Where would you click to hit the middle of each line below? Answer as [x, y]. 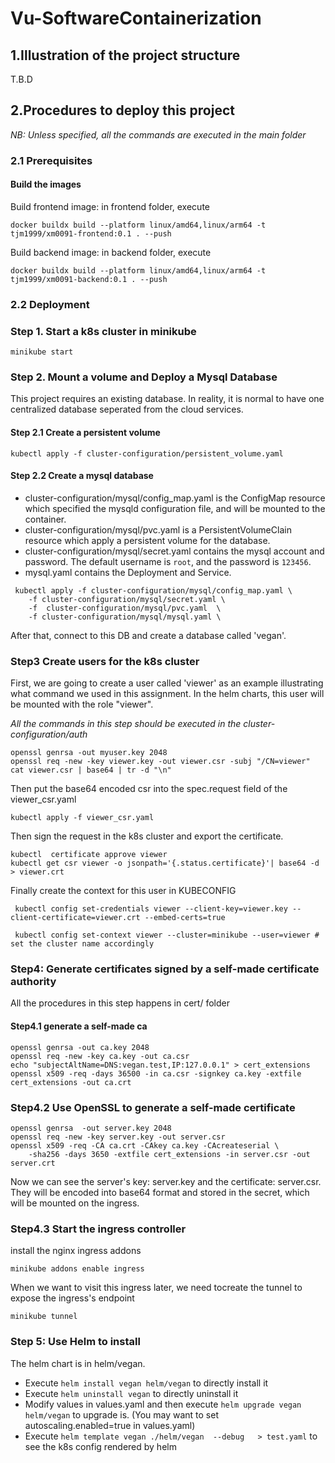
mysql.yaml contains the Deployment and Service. [128, 572]
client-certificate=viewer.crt [75, 918]
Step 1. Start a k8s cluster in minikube [103, 331]
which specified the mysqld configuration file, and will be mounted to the [175, 508]
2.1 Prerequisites [51, 160]
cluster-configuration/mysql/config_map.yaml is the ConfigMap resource [175, 498]
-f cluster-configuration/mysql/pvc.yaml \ [125, 608]
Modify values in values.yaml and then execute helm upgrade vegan [163, 1404]
